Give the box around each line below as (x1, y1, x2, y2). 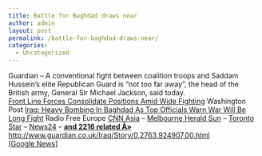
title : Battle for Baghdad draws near (8, 11, 137, 20)
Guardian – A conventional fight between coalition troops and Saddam (8, 71, 239, 80)
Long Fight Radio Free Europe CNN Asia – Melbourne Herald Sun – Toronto (8, 114, 254, 122)
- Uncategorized (15, 49, 69, 57)
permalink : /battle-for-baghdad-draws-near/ (8, 34, 159, 42)
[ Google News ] (8, 139, 58, 148)
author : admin (8, 19, 56, 27)
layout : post (8, 26, 52, 34)
